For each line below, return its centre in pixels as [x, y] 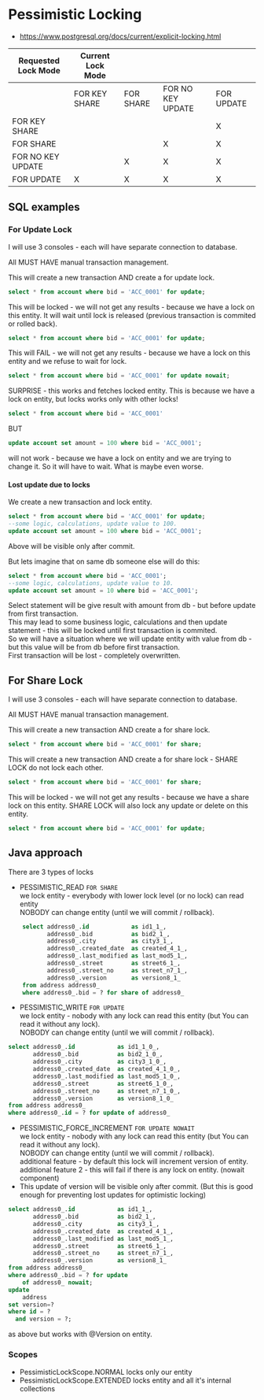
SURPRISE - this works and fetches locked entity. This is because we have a [132, 391]
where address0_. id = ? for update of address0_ [89, 1113]
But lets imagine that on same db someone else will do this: [104, 561]
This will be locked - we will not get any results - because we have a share [129, 798]
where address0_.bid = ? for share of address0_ [103, 993]
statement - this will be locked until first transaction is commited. [113, 631]
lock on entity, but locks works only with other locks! [93, 399]
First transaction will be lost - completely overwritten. [94, 656]
